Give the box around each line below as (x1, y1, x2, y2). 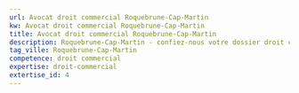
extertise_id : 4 (9, 71, 69, 80)
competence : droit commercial (9, 54, 122, 63)
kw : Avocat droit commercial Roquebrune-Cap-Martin (9, 21, 205, 30)
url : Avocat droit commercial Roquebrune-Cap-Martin (9, 12, 209, 22)
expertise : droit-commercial (9, 63, 117, 72)
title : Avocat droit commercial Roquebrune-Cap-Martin (9, 29, 217, 38)
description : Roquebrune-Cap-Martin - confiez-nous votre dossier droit (9, 37, 285, 47)
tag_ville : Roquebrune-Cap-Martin (9, 46, 138, 55)
